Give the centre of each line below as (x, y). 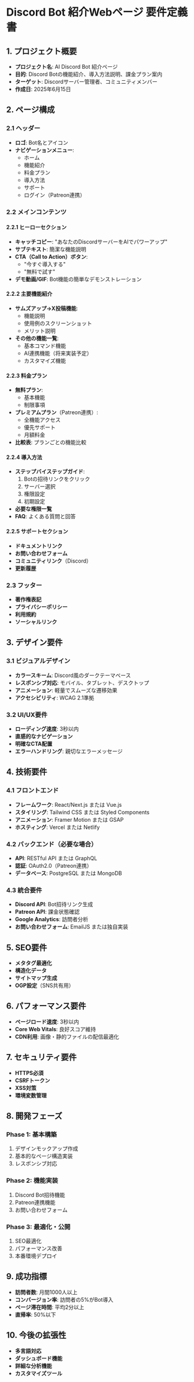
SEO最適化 (28, 1241)
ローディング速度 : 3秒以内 (47, 728)
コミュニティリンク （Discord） (53, 561)
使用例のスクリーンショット (58, 323)
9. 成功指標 (27, 1276)
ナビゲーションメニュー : (45, 150)
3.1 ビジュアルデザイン (38, 661)
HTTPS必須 (29, 1073)
